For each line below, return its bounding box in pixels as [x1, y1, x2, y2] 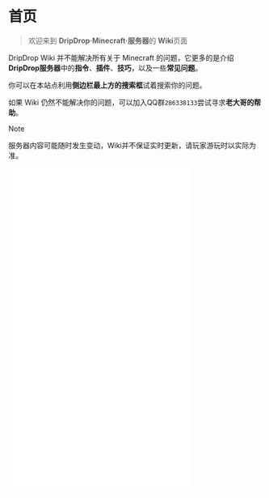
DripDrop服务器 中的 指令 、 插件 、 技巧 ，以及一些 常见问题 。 [8, 62, 203, 73]
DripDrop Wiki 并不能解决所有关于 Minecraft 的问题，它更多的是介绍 [8, 53, 234, 62]
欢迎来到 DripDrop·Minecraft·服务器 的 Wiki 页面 [27, 36, 188, 45]
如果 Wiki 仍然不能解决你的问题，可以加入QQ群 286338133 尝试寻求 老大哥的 [8, 97, 254, 107]
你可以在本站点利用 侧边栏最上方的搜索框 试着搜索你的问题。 [8, 80, 207, 90]
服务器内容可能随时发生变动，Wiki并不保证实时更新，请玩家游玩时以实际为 [8, 140, 257, 150]
